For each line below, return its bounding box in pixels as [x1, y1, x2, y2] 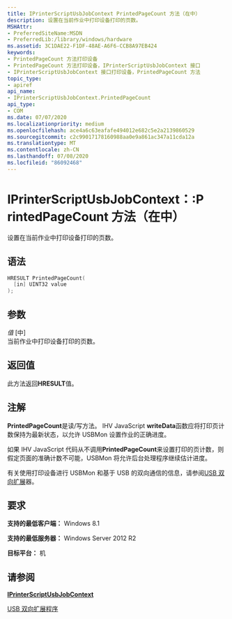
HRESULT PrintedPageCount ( [7, 275, 86, 282]
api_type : [7, 101, 36, 108]
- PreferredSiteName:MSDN [7, 29, 82, 37]
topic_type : [7, 75, 42, 82]
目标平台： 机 [7, 549, 46, 558]
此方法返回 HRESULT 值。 [7, 379, 78, 388]
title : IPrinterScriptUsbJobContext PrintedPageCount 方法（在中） [7, 10, 201, 17]
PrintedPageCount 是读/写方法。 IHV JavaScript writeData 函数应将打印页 [7, 421, 219, 429]
